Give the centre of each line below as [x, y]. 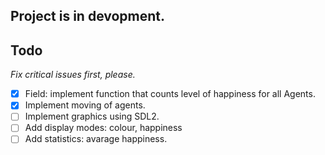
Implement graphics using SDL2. [92, 116]
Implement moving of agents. [85, 105]
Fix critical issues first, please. [73, 75]
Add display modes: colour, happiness [103, 128]
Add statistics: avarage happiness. [96, 139]
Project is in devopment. [88, 16]
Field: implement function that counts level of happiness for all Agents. [170, 94]
